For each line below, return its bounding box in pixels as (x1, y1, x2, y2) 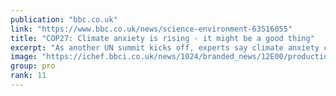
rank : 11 (10, 71, 47, 81)
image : (10, 52, 38, 62)
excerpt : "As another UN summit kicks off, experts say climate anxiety (10, 42, 320, 53)
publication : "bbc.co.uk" (10, 14, 118, 25)
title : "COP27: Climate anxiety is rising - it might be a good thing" (10, 33, 315, 43)
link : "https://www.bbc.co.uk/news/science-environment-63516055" (10, 24, 293, 34)
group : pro (10, 61, 56, 71)
